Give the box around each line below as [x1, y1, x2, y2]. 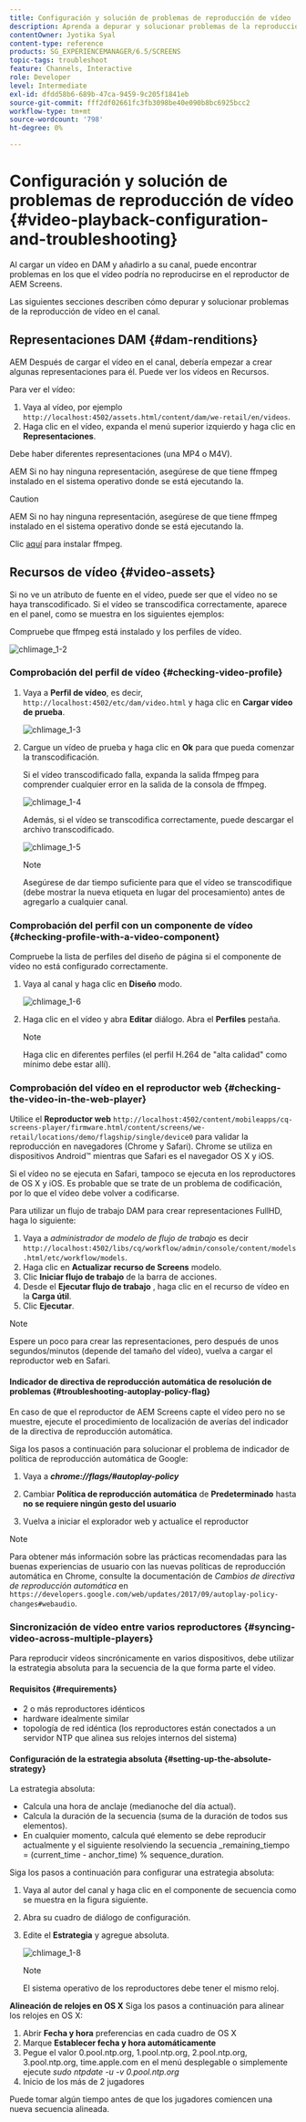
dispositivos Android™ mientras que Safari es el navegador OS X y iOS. [9, 1151, 275, 1162]
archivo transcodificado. [22, 823, 115, 834]
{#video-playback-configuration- [9, 210, 269, 231]
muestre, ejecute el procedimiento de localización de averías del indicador [9, 1415, 289, 1427]
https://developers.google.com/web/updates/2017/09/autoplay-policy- [9, 1589, 280, 1599]
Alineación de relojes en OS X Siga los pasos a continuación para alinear [9, 2001, 285, 2012]
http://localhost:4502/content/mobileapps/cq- [113, 1115, 293, 1124]
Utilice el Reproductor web [9, 1113, 112, 1124]
